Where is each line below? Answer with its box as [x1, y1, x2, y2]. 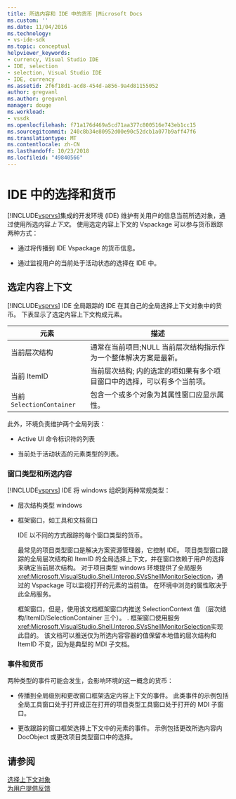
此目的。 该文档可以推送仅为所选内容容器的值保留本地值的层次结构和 [17, 631, 216, 639]
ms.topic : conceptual [7, 43, 71, 50]
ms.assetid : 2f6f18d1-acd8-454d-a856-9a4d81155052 [7, 82, 159, 89]
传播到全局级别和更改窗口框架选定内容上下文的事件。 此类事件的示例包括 [17, 691, 229, 700]
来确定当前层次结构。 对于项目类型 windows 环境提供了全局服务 [17, 563, 203, 572]
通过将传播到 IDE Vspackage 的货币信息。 [17, 243, 139, 252]
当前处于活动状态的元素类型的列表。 [17, 449, 123, 458]
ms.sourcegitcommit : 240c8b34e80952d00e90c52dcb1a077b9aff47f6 [7, 128, 197, 135]
